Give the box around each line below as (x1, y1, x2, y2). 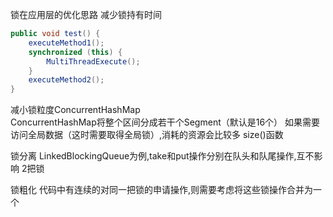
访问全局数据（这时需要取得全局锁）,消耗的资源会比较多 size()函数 (10, 129, 284, 141)
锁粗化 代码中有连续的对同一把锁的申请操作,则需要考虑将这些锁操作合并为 (10, 184, 313, 196)
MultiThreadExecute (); (46, 56, 141, 67)
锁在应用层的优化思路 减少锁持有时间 (10, 9, 162, 20)
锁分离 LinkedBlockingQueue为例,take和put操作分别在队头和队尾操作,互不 (10, 150, 315, 162)
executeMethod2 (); (28, 75, 105, 85)
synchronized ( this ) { (28, 47, 123, 57)
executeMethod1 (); (28, 38, 105, 48)
